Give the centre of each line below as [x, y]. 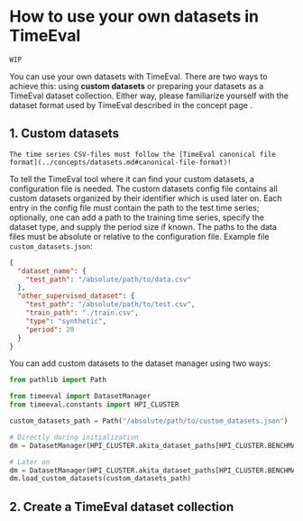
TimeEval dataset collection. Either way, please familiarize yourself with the [149, 96]
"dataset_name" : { [52, 271]
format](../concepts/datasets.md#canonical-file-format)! [120, 162]
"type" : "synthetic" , [66, 321]
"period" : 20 [50, 329]
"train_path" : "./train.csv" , [83, 313]
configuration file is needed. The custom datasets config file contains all [143, 188]
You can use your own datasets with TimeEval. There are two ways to [138, 76]
